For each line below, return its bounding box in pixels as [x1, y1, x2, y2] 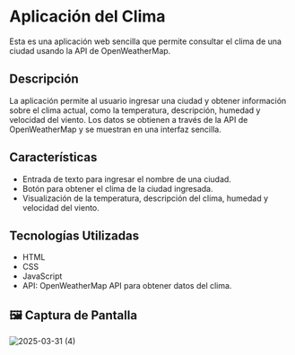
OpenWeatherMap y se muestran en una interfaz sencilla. [9, 124, 221, 134]
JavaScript [22, 271, 63, 281]
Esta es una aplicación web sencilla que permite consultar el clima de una [9, 36, 282, 47]
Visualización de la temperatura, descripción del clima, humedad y [22, 193, 269, 203]
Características [9, 150, 98, 165]
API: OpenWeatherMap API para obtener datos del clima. [22, 281, 232, 291]
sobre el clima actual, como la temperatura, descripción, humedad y [9, 105, 261, 116]
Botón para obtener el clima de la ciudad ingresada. [22, 183, 213, 194]
